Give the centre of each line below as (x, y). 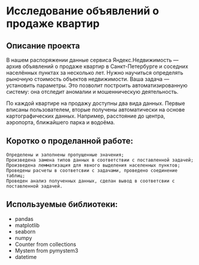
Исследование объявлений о (83, 11)
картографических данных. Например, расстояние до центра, (86, 116)
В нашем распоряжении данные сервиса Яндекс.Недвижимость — (92, 60)
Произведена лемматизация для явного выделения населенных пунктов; (93, 165)
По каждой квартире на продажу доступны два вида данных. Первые (96, 103)
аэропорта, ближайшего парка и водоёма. (61, 122)
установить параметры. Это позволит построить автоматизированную (97, 85)
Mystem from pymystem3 (47, 250)
